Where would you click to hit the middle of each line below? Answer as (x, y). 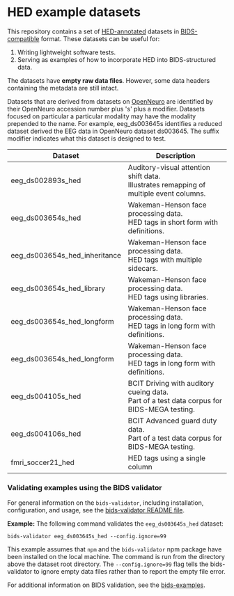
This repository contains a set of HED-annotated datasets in (93, 31)
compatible (23, 38)
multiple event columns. (167, 194)
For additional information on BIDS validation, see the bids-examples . (106, 585)
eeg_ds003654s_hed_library (58, 288)
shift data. (144, 176)
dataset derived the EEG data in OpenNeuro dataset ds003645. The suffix (113, 131)
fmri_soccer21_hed (43, 462)
